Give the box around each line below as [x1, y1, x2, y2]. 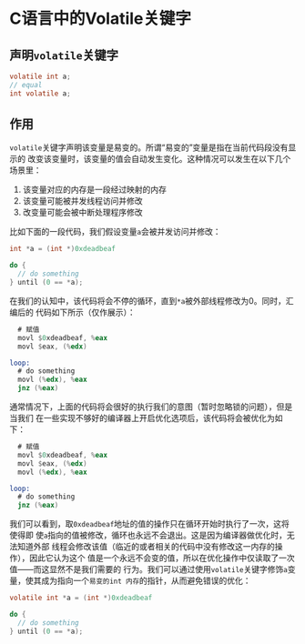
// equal [9, 80, 43, 89]
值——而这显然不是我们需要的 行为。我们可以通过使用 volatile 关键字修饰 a [9, 564, 289, 575]
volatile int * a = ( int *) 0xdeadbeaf [9, 593, 153, 603]
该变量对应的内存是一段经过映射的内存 [22, 184, 167, 196]
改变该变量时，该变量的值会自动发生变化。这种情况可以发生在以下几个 [26, 154, 291, 165]
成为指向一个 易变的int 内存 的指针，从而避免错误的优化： [40, 575, 252, 587]
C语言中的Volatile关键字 [9, 8, 192, 29]
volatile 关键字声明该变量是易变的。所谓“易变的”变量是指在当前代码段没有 [9, 142, 289, 153]
